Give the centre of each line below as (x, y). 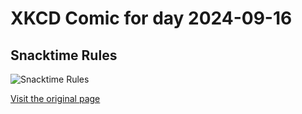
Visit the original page (55, 98)
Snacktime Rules (64, 55)
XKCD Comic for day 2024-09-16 (151, 18)
